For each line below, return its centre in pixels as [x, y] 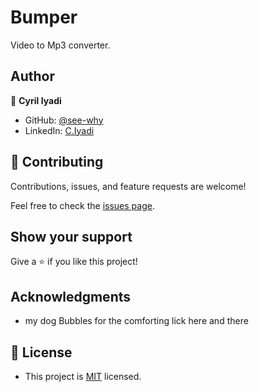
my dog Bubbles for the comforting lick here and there [136, 321]
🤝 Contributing [57, 162]
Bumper [44, 17]
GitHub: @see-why [64, 120]
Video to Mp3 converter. [60, 45]
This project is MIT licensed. [83, 376]
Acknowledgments [71, 296]
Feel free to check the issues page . [82, 205]
